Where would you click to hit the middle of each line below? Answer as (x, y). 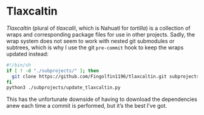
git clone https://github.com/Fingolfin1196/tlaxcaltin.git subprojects (106, 76)
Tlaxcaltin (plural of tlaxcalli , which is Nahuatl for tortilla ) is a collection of (98, 28)
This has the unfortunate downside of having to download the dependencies (102, 99)
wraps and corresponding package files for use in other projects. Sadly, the (101, 34)
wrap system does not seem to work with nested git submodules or (90, 41)
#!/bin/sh (19, 65)
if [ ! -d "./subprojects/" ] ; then (53, 71)
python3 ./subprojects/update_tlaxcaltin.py (63, 88)
